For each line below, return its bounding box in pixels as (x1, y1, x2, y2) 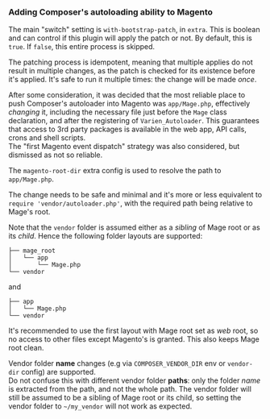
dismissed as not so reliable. (8, 150, 103, 160)
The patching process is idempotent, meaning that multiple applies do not (8, 57, 253, 67)
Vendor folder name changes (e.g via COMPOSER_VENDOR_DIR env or (8, 359, 226, 368)
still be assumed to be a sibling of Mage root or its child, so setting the (8, 393, 242, 403)
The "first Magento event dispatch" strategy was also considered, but (8, 142, 240, 151)
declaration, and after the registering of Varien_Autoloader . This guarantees (8, 116, 260, 126)
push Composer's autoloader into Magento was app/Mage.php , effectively (8, 99, 251, 109)
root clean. (8, 343, 44, 353)
